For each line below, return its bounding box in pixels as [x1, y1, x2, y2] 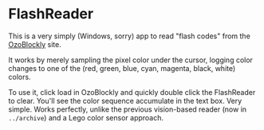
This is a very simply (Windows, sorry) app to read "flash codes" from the [8, 31, 251, 41]
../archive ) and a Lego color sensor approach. [8, 112, 164, 122]
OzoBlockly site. [8, 39, 61, 49]
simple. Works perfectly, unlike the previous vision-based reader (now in [8, 104, 247, 114]
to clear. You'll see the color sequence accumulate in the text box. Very [8, 96, 242, 105]
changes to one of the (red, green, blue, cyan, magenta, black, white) [8, 63, 236, 73]
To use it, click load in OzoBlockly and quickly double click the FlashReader [8, 87, 256, 97]
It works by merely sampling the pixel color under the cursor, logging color [8, 55, 254, 65]
